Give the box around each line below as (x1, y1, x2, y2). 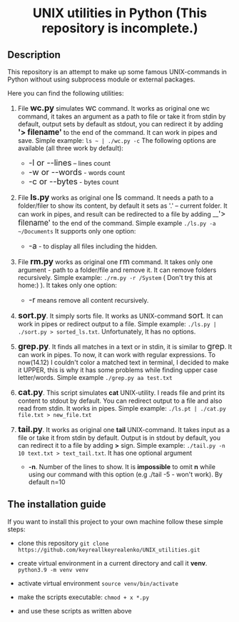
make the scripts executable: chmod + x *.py (17, 593, 150, 601)
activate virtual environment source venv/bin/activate (17, 578, 178, 587)
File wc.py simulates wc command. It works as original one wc (17, 103, 210, 113)
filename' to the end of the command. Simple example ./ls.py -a (17, 218, 216, 228)
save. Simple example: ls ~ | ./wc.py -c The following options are (17, 136, 216, 144)
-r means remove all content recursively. (28, 295, 149, 305)
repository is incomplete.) (41, 20, 198, 36)
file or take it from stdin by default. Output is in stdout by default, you (17, 433, 221, 442)
